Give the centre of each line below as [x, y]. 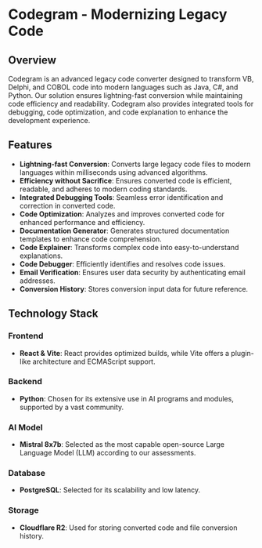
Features [30, 145]
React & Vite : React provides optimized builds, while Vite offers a [124, 353]
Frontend [26, 336]
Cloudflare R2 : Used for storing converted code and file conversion [128, 528]
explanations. [41, 256]
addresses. [38, 281]
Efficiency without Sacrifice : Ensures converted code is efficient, [126, 180]
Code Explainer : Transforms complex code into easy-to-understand [129, 247]
